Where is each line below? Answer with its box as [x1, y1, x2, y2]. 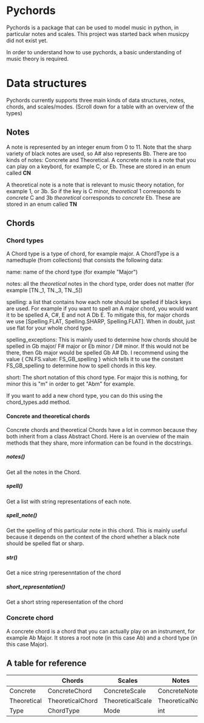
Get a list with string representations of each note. [6, 498, 132, 505]
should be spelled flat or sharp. [6, 540, 84, 547]
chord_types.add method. [6, 398, 71, 406]
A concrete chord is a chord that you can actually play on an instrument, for [6, 627, 195, 635]
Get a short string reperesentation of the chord [6, 598, 123, 606]
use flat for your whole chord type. [6, 324, 93, 332]
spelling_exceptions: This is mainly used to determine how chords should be [6, 336, 197, 344]
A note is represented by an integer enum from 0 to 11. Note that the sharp [6, 143, 192, 150]
